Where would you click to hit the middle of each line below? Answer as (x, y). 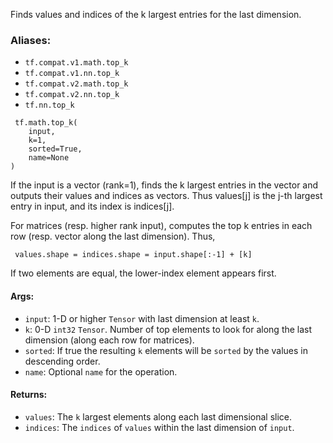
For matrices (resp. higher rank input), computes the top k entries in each (161, 226)
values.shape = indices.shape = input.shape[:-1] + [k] (133, 255)
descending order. (62, 361)
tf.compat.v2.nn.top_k (72, 95)
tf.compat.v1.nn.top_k (72, 74)
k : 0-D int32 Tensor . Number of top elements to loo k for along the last (168, 329)
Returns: (29, 395)
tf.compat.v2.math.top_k (76, 84)
